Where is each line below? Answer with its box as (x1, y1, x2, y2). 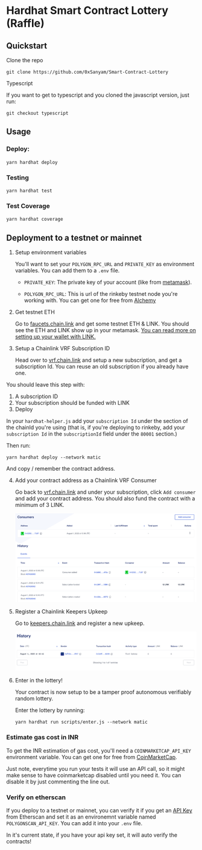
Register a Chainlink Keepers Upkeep (14, 607, 108, 615)
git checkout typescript (6, 110, 69, 116)
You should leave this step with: (6, 381, 86, 388)
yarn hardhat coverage (6, 216, 63, 223)
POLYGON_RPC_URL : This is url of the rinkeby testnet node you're (24, 290, 178, 298)
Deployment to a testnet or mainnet (6, 232, 142, 243)
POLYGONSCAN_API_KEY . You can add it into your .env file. (6, 820, 143, 827)
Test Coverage (6, 201, 50, 210)
